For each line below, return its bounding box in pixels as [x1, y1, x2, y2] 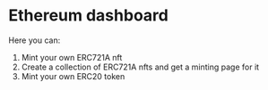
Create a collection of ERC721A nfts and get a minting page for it [21, 61, 260, 72]
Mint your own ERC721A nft [21, 52, 123, 62]
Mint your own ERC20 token [21, 70, 125, 81]
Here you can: [8, 35, 61, 45]
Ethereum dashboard [8, 5, 169, 26]
